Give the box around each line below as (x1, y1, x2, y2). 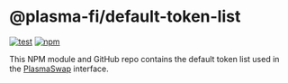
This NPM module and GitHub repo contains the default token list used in (9, 53, 280, 64)
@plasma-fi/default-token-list (9, 6, 241, 27)
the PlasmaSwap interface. (9, 63, 110, 74)
